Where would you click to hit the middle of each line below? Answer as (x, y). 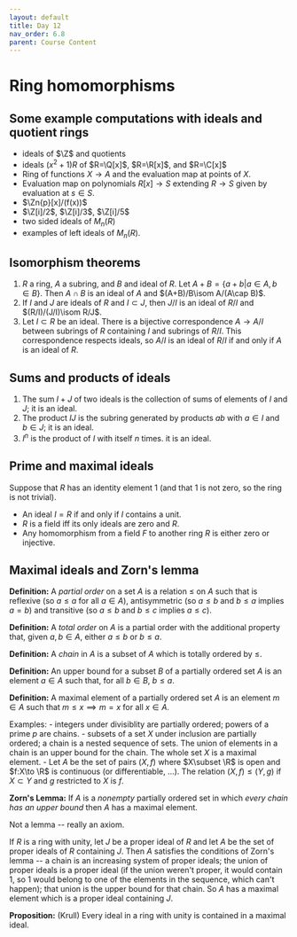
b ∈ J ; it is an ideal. (58, 427)
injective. (39, 543)
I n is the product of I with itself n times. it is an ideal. (117, 437)
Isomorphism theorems (75, 262)
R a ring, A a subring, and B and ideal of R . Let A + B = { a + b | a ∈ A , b (149, 284)
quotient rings (49, 133)
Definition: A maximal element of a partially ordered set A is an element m (145, 698)
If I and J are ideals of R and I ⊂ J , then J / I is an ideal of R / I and (138, 303)
